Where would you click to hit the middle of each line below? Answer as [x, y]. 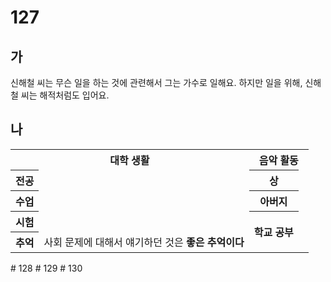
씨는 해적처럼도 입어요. [65, 95]
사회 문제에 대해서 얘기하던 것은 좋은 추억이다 [144, 242]
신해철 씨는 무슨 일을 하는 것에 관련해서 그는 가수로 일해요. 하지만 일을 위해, [156, 82]
